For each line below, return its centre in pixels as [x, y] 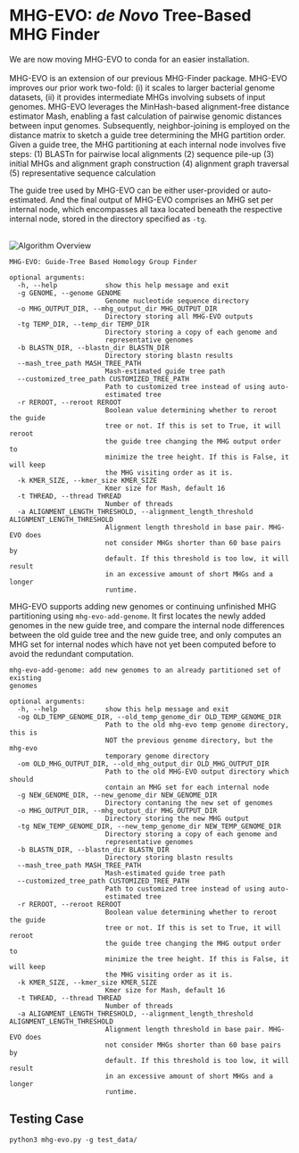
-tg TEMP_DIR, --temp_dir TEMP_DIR [83, 324]
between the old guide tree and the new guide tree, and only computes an [145, 635]
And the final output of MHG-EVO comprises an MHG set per [162, 199]
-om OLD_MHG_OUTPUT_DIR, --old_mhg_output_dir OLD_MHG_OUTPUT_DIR [143, 764]
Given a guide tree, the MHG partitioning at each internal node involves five [148, 145]
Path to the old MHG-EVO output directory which [197, 771]
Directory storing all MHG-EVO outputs [179, 316]
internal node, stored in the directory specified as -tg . [108, 219]
